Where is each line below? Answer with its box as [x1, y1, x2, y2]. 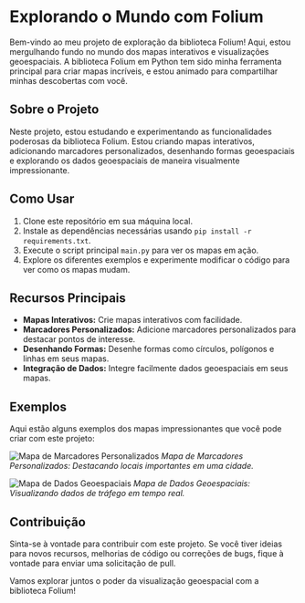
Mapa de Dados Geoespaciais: [133, 478, 251, 489]
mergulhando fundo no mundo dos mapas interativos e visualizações [9, 46, 269, 57]
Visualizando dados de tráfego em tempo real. [9, 488, 185, 499]
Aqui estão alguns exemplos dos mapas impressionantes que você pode [9, 423, 282, 434]
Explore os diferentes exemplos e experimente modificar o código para [22, 254, 290, 265]
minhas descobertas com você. [9, 75, 128, 86]
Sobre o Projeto [9, 102, 100, 118]
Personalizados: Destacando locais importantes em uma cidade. [9, 461, 254, 472]
